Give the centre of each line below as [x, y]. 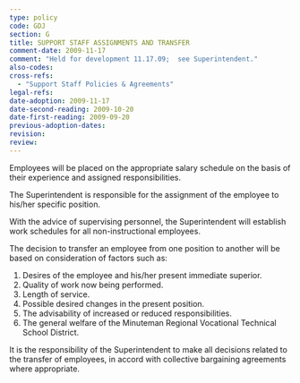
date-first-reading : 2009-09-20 [69, 117]
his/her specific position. [55, 204]
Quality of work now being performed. [93, 285]
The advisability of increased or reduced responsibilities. [127, 313]
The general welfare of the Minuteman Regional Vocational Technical [149, 322]
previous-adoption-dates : [57, 126]
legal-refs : [31, 92]
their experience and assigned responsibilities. [95, 177]
